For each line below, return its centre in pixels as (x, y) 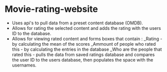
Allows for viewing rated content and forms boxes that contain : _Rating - (87, 39)
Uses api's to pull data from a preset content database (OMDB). (77, 23)
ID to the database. (31, 33)
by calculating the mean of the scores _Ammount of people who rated (84, 44)
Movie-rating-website (51, 9)
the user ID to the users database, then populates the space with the (82, 60)
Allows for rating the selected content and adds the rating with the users (86, 28)
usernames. (24, 65)
